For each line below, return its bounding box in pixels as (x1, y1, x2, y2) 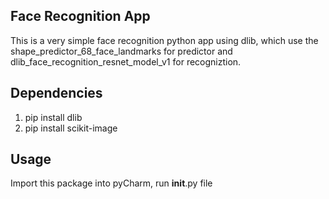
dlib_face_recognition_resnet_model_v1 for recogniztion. (10, 55, 242, 68)
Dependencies (10, 85, 103, 102)
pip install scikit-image (24, 122, 118, 134)
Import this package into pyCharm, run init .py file (10, 177, 213, 189)
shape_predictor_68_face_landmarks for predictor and (10, 45, 233, 57)
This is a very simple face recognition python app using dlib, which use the (10, 34, 319, 46)
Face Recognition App (10, 8, 151, 25)
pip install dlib (24, 111, 83, 123)
